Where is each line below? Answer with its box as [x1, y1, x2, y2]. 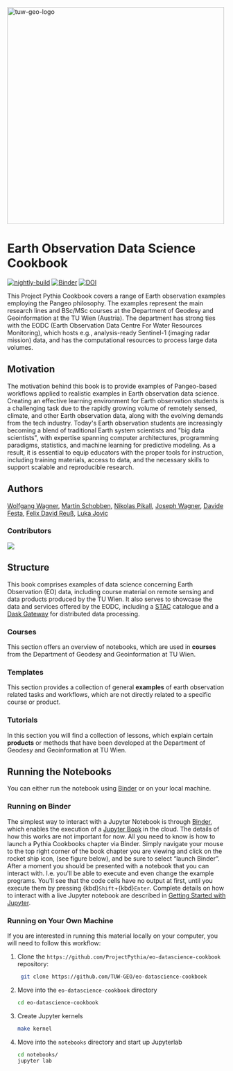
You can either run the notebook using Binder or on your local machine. [7, 784, 212, 793]
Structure [7, 562, 50, 573]
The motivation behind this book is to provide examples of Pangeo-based [7, 382, 217, 390]
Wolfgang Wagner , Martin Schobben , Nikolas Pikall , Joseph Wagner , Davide [7, 501, 224, 509]
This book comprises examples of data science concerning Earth [7, 580, 193, 589]
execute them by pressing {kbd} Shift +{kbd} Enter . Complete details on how [7, 884, 224, 892]
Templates [7, 667, 44, 677]
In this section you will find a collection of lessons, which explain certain [7, 731, 214, 739]
